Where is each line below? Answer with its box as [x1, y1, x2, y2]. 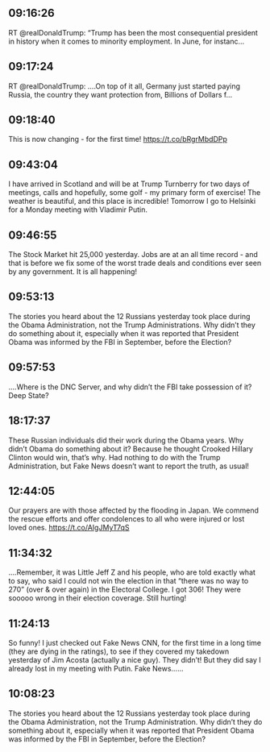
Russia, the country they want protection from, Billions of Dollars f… [8, 89, 233, 99]
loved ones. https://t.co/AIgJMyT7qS [8, 523, 131, 533]
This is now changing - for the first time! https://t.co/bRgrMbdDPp [8, 135, 227, 144]
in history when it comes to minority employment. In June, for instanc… [8, 36, 245, 46]
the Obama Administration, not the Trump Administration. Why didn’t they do [8, 717, 263, 726]
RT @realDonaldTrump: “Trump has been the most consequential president [8, 27, 258, 37]
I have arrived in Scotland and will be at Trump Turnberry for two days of [8, 179, 250, 189]
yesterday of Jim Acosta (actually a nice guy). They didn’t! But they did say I [8, 654, 262, 664]
